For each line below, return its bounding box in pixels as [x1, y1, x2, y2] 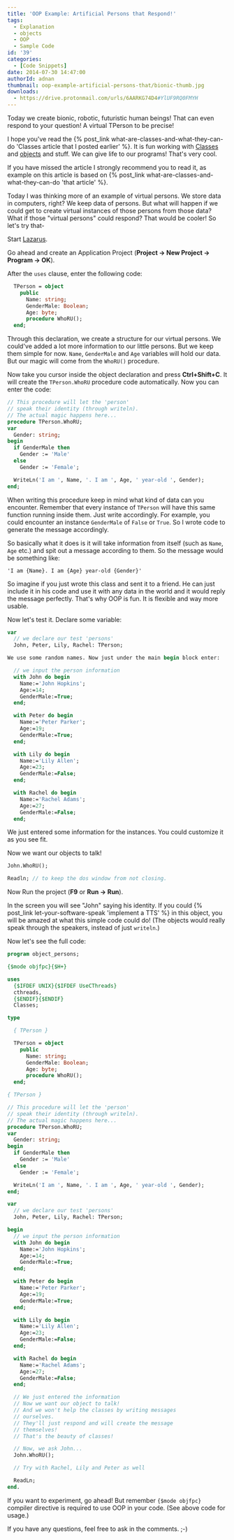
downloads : [7, 88, 39, 95]
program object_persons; [7, 951, 80, 958]
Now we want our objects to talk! [7, 849, 103, 857]
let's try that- [7, 222, 45, 229]
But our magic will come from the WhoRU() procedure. [7, 357, 160, 366]
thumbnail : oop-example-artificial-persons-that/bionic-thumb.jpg [7, 82, 205, 89]
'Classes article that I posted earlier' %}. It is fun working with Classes [16, 143, 219, 150]
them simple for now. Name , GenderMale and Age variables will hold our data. [7, 350, 221, 358]
